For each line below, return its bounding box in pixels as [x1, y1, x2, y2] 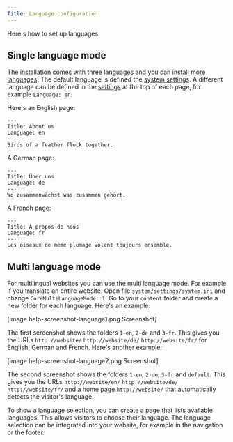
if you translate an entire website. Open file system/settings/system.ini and [7, 287, 226, 295]
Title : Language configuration [7, 10, 98, 17]
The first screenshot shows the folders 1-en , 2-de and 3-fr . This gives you [7, 328, 220, 337]
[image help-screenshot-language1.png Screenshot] [7, 315, 157, 323]
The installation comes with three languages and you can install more [7, 68, 206, 77]
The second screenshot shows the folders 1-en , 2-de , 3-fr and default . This [7, 370, 226, 379]
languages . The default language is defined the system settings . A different [7, 75, 223, 84]
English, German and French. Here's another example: [7, 343, 162, 352]
